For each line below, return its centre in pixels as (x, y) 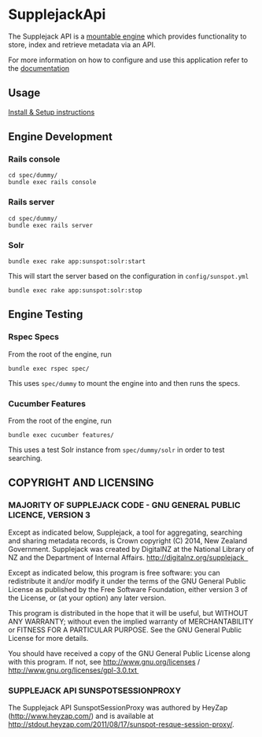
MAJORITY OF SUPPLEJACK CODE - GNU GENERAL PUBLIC (125, 506)
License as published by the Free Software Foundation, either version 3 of (128, 589)
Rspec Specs (34, 337)
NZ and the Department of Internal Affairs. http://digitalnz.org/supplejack (126, 557)
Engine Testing (46, 315)
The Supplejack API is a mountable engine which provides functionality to (127, 36)
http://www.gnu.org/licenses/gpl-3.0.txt (73, 670)
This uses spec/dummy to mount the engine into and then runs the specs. (124, 383)
